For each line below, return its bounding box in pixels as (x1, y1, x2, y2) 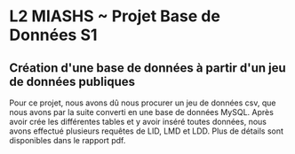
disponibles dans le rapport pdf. (9, 135, 126, 145)
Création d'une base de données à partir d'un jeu (9, 60, 286, 75)
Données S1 (9, 25, 98, 45)
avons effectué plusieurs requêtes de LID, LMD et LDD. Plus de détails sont (9, 126, 284, 136)
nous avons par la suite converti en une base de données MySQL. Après (9, 107, 274, 117)
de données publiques (9, 73, 136, 89)
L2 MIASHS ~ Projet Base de (9, 6, 220, 27)
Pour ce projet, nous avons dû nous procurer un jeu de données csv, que (9, 97, 276, 108)
